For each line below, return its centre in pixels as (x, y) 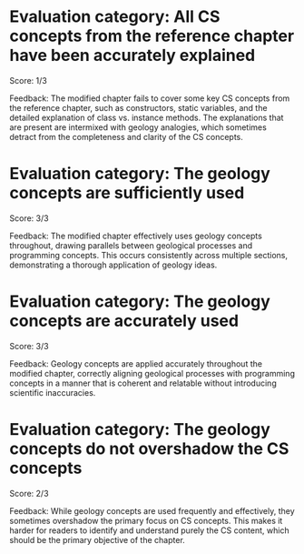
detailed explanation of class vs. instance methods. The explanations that (147, 117)
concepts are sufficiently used (127, 193)
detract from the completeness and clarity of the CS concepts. (126, 136)
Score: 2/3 (29, 493)
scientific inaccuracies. (53, 392)
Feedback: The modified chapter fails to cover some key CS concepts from (150, 98)
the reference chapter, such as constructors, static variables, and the (138, 107)
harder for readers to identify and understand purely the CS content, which (149, 530)
